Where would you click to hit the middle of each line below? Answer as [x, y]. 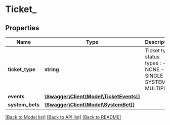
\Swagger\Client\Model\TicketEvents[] [92, 97]
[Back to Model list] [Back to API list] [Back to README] [63, 117]
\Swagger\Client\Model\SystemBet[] [90, 105]
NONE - [155, 69]
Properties [22, 28]
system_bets [24, 105]
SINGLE [154, 76]
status [152, 57]
